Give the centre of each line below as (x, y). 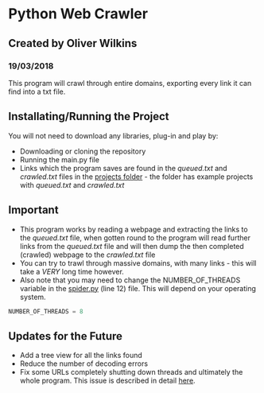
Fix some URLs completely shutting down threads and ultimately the (131, 372)
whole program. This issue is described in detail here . (108, 381)
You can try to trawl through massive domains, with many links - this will (138, 263)
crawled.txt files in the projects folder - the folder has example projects (136, 177)
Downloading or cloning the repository (83, 151)
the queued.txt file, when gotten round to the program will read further (135, 237)
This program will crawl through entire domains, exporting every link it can (130, 83)
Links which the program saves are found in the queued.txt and (124, 168)
